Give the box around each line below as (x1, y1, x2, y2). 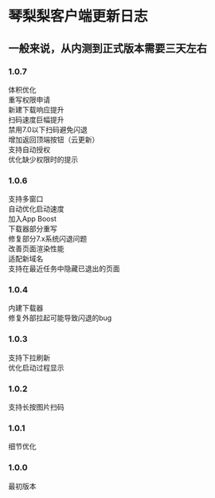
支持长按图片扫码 (8, 402, 64, 412)
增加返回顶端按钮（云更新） (8, 135, 100, 144)
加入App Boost (8, 214, 57, 224)
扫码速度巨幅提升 (8, 115, 64, 124)
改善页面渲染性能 (8, 244, 64, 253)
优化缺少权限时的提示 (8, 155, 78, 164)
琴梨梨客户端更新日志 (8, 7, 149, 25)
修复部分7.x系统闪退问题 (8, 234, 88, 244)
